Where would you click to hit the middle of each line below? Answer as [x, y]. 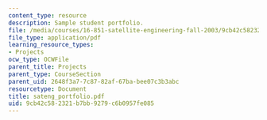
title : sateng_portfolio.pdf [56, 96]
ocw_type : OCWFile [39, 60]
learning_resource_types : [51, 45]
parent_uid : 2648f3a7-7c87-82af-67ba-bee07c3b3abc [94, 81]
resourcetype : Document [48, 89]
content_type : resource [48, 15]
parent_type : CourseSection [55, 74]
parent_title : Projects [48, 67]
